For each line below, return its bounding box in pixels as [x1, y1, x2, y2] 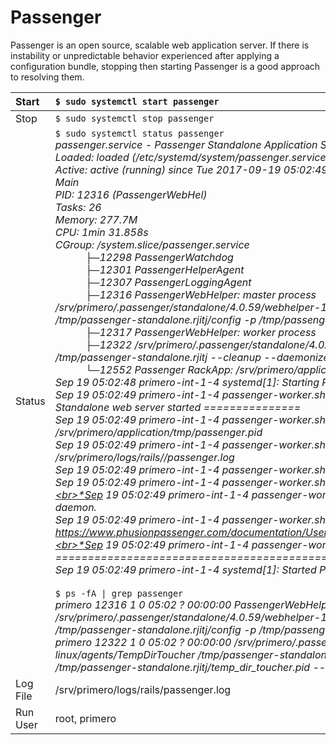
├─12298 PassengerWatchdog [84, 250, 234, 264]
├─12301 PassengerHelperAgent [84, 262, 245, 276]
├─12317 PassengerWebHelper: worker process [84, 325, 317, 339]
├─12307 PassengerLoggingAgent [84, 275, 252, 289]
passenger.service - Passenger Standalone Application [54, 137, 318, 151]
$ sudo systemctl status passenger [54, 127, 225, 139]
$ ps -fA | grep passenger [54, 587, 184, 599]
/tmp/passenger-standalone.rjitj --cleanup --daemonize [54, 350, 330, 364]
